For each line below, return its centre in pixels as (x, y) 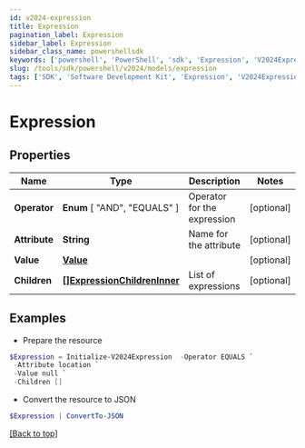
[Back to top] (34, 433)
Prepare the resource (62, 340)
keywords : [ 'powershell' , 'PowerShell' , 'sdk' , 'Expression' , (129, 60)
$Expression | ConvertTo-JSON (67, 416)
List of (202, 274)
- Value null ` (40, 373)
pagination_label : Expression (67, 35)
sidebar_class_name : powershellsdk (77, 52)
